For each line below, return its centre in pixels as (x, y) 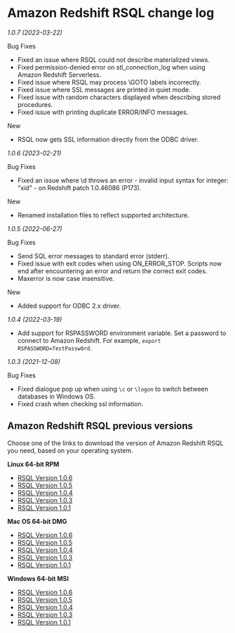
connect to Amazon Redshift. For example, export (89, 340)
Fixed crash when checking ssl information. (80, 403)
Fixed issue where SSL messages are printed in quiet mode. (104, 89)
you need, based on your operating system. (70, 450)
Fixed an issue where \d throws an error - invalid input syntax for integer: (123, 180)
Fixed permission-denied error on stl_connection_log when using (111, 67)
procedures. (35, 104)
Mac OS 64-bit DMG (37, 521)
